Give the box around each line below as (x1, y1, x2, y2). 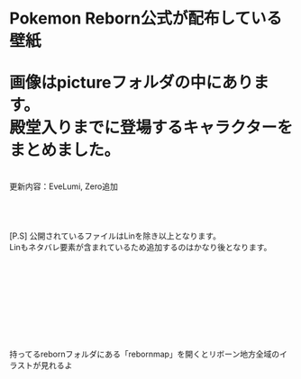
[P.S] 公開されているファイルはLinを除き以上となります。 (9, 230, 221, 241)
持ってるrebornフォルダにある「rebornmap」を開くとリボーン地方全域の (9, 348, 280, 359)
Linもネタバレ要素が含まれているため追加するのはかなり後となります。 (9, 241, 272, 252)
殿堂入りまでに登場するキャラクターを (9, 118, 293, 138)
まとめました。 (9, 140, 121, 160)
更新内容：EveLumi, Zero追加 (9, 181, 119, 192)
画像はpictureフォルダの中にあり (9, 73, 254, 93)
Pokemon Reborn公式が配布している (9, 8, 282, 29)
